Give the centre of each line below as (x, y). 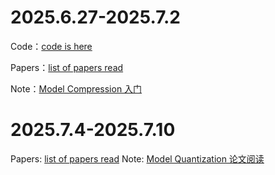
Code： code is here (51, 46)
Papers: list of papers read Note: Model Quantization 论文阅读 (137, 158)
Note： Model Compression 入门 (76, 88)
